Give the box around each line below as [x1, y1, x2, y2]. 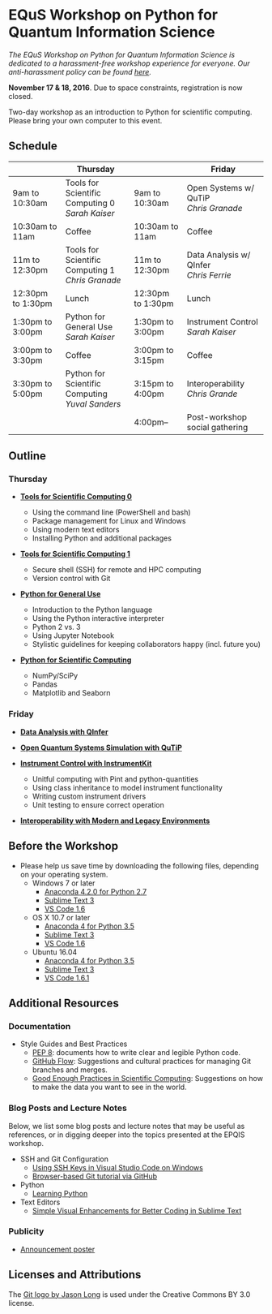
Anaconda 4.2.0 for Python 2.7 [44, 886, 147, 896]
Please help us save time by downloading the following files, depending [19, 860, 259, 870]
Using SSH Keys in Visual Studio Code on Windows [32, 1162, 204, 1172]
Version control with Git [32, 574, 111, 584]
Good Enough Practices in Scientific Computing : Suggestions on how [32, 1074, 263, 1084]
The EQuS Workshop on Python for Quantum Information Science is [8, 50, 236, 59]
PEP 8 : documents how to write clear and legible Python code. [32, 1048, 241, 1058]
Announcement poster [19, 1244, 96, 1254]
